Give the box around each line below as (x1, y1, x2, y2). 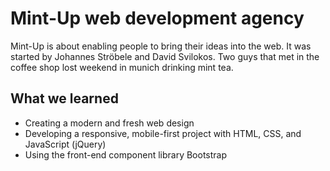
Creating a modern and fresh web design (24, 117, 195, 129)
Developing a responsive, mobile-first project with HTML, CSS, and (24, 127, 302, 139)
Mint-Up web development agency (10, 7, 305, 30)
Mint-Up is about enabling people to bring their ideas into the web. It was (10, 40, 312, 52)
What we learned (10, 90, 119, 107)
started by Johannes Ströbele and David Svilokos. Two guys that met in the (10, 50, 320, 62)
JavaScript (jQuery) (24, 138, 107, 150)
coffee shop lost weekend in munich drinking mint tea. (10, 61, 234, 73)
